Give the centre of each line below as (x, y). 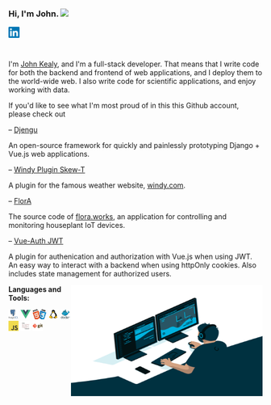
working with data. (39, 90)
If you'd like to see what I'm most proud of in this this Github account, (124, 106)
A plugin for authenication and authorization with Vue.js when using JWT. (130, 257)
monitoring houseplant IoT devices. (67, 226)
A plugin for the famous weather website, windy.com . (97, 185)
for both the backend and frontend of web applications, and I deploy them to (135, 73)
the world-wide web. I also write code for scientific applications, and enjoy (132, 82)
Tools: (19, 298)
